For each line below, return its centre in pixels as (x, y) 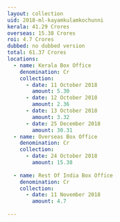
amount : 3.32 (51, 117)
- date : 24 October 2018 (61, 156)
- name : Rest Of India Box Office (63, 175)
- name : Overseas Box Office (55, 136)
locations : (23, 59)
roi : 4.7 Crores (31, 40)
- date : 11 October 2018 (61, 85)
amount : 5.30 (51, 91)
